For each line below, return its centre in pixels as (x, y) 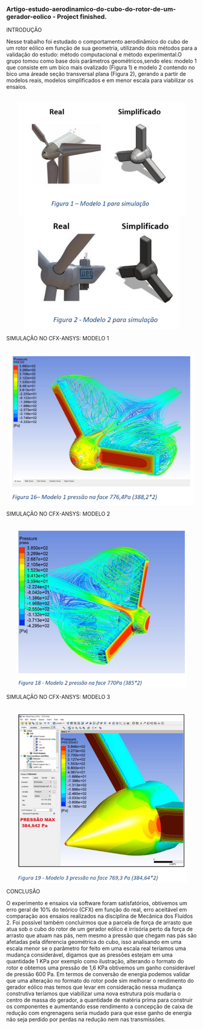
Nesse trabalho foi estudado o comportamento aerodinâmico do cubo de (97, 42)
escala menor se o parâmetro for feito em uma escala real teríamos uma (96, 948)
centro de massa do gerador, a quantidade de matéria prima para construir (99, 1000)
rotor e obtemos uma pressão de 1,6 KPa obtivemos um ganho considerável (101, 968)
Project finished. (82, 16)
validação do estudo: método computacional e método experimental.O (94, 55)
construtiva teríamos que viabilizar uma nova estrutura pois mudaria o (94, 994)
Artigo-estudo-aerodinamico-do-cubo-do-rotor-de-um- (91, 9)
